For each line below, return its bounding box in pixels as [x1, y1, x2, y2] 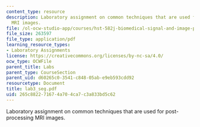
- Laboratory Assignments [6, 47, 70, 53]
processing [6, 114, 34, 121]
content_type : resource [6, 8, 65, 15]
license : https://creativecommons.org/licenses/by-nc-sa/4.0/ [6, 53, 164, 59]
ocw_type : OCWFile [6, 58, 52, 64]
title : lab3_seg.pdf [6, 86, 58, 92]
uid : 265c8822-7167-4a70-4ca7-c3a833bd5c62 [6, 91, 116, 97]
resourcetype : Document [6, 81, 65, 87]
